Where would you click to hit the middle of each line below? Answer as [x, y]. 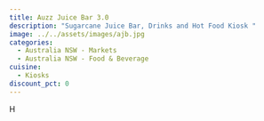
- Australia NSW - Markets [67, 51]
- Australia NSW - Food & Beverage [83, 59]
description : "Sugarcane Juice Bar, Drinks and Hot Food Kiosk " [132, 26]
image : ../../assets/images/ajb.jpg [77, 34]
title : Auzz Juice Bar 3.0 [59, 17]
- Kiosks [33, 76]
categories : [31, 42]
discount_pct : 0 [39, 84]
